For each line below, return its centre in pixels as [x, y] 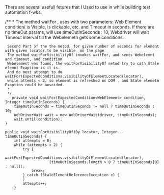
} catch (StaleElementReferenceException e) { [71, 175]
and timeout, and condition [34, 59]
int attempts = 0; [33, 141]
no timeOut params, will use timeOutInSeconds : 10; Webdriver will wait [77, 32]
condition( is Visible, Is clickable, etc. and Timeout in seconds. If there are [80, 27]
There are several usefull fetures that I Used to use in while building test [78, 7]
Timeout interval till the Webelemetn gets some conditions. [65, 37]
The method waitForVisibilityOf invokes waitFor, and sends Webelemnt [81, 55]
